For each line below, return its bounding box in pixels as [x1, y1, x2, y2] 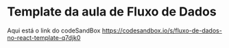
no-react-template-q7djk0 [7, 33, 81, 41]
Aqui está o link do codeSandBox [7, 26, 101, 34]
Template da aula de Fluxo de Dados [7, 4, 217, 20]
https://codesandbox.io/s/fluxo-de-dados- [101, 26, 223, 34]
